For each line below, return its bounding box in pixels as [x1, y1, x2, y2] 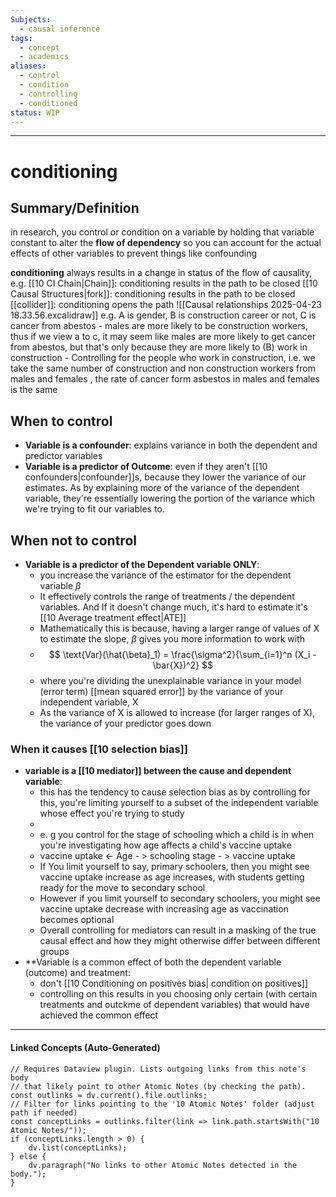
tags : [10, 33, 33, 43]
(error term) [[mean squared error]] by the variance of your [39, 686, 284, 697]
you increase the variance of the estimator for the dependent [39, 569, 292, 581]
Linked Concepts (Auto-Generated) [10, 1041, 161, 1053]
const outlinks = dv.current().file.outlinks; [10, 1090, 208, 1100]
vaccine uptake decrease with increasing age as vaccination [39, 903, 289, 915]
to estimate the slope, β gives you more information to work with [39, 633, 305, 645]
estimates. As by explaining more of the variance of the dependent [24, 482, 300, 494]
